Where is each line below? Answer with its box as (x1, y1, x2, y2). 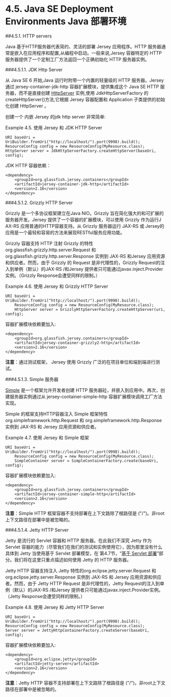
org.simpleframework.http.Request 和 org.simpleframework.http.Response (5, 417, 162, 423)
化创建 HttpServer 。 (5, 103, 49, 109)
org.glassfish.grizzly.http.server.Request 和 (5, 247, 96, 253)
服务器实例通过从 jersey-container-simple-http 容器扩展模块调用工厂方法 (9, 393, 162, 400)
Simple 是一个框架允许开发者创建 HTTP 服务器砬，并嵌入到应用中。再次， (5, 387, 161, 393)
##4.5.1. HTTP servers (5, 33, 52, 39)
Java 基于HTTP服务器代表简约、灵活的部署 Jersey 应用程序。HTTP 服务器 (5, 43, 162, 49)
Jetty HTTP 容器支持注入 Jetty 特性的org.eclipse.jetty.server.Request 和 (5, 567, 157, 573)
